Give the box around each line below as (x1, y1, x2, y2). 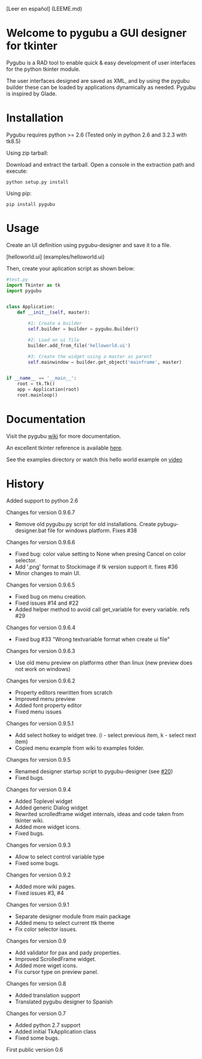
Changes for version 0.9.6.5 (6, 581, 75, 588)
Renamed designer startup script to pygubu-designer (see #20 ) (14, 767, 173, 775)
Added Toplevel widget (14, 797, 73, 805)
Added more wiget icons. (14, 962, 78, 969)
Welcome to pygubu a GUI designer (6, 27, 187, 40)
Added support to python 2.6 (6, 497, 78, 504)
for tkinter (6, 39, 58, 53)
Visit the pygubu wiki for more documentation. (6, 432, 122, 440)
